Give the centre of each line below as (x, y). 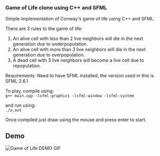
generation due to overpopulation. (49, 55)
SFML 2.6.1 (17, 81)
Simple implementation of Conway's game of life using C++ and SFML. (80, 19)
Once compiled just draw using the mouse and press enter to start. (76, 120)
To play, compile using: (30, 91)
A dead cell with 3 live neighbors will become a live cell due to (78, 60)
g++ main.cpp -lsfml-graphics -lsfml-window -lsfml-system (70, 96)
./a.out (14, 110)
